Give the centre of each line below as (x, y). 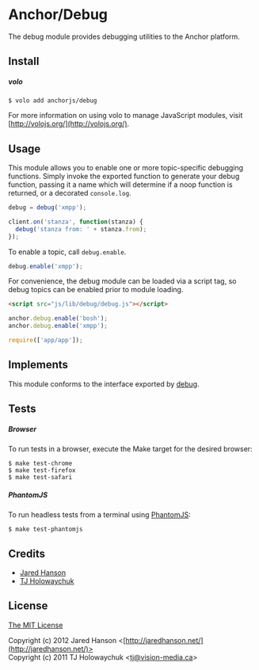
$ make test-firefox (42, 470)
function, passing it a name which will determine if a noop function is (120, 185)
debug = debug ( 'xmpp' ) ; (48, 207)
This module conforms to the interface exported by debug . (104, 384)
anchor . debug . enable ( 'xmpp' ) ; (58, 326)
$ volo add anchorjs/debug (53, 101)
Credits (27, 553)
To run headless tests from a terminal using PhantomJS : (100, 515)
